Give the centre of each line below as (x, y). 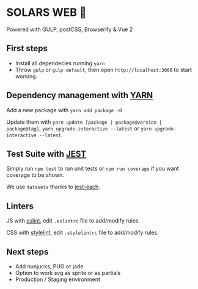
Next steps (28, 252)
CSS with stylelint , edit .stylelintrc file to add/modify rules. (82, 233)
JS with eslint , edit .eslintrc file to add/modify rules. (73, 221)
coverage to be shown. (35, 175)
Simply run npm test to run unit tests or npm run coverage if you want (93, 169)
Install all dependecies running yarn (60, 63)
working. (26, 76)
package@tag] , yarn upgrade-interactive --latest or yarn (79, 128)
